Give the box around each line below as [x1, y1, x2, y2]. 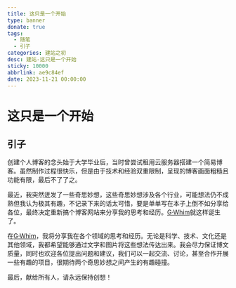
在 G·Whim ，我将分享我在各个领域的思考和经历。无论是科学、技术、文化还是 [7, 232, 227, 240]
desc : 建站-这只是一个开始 [7, 56, 77, 63]
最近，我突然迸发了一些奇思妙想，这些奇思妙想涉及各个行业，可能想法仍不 [7, 190, 223, 199]
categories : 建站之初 [7, 50, 67, 57]
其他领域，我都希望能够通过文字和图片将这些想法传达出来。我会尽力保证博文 [7, 240, 229, 249]
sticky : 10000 [7, 63, 49, 70]
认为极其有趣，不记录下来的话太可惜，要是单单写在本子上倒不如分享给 [25, 199, 229, 208]
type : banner [7, 17, 46, 24]
